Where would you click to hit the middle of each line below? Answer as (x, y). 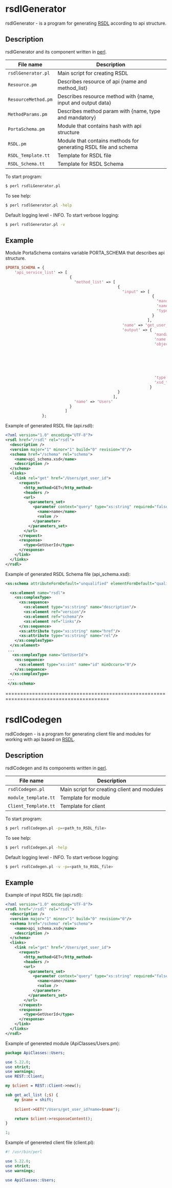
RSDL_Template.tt (29, 155)
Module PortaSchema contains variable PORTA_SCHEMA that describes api (85, 253)
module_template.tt (31, 797)
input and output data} (84, 102)
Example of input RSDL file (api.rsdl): (44, 895)
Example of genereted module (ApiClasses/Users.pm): (63, 1043)
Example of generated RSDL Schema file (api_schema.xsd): (68, 574)
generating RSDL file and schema (98, 147)
